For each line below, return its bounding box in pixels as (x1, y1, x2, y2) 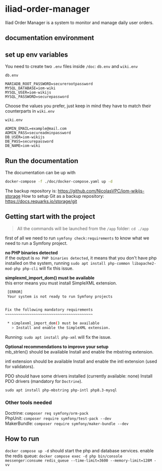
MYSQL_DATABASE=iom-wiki (5, 86, 56, 91)
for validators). (5, 363, 35, 369)
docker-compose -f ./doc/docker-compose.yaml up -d (5, 179, 113, 184)
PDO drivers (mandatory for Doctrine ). (5, 378, 83, 384)
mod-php (5, 266, 21, 271)
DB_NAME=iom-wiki (5, 143, 41, 148)
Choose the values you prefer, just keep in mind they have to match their (5, 103, 152, 109)
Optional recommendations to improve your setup (5, 344, 109, 350)
